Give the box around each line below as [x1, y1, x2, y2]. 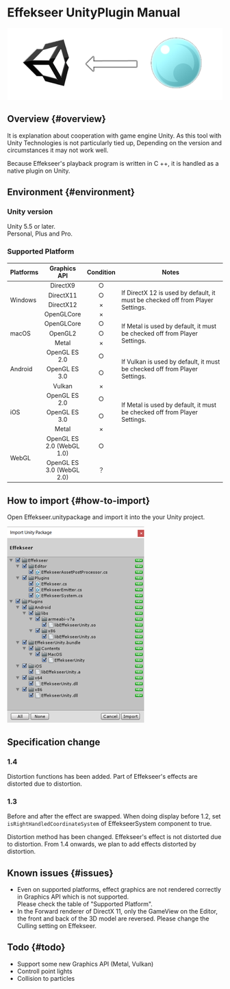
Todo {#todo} [7, 942, 66, 953]
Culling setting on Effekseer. [16, 922, 97, 930]
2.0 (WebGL [45, 442, 80, 450]
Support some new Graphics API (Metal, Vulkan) [16, 960, 154, 968]
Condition [86, 268, 116, 276]
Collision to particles [16, 974, 75, 982]
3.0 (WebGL [45, 466, 80, 474]
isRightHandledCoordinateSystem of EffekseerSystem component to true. [7, 820, 212, 828]
